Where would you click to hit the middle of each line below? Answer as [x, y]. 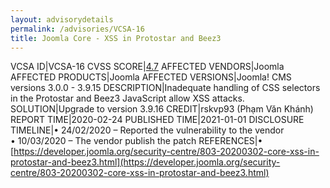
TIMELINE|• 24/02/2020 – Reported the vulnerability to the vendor [147, 130]
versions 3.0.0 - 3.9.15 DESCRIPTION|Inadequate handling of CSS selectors [165, 88]
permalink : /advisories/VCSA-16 [77, 29]
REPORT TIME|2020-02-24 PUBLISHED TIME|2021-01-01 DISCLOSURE [157, 120]
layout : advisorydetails [62, 19]
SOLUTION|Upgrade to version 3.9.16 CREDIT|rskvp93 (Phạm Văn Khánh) [162, 109]
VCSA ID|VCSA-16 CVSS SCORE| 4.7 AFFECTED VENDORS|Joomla [147, 67]
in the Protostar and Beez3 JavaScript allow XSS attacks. [127, 98]
